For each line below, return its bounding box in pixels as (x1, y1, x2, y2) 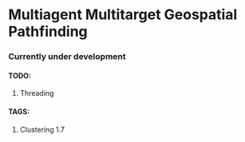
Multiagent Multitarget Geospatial (8, 6, 238, 24)
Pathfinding (8, 22, 88, 41)
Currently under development (8, 51, 126, 62)
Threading (19, 89, 54, 98)
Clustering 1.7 (19, 124, 65, 134)
